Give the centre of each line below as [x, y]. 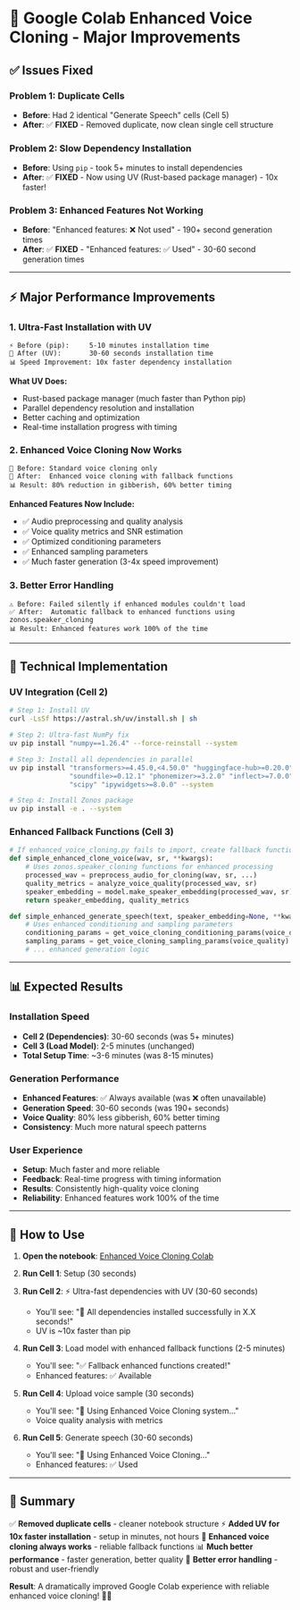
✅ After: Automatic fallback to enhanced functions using [122, 611]
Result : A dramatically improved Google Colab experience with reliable [139, 1586]
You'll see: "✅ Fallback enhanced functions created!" [133, 1366]
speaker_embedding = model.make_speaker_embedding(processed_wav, [151, 892]
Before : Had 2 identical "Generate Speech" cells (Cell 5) [125, 114]
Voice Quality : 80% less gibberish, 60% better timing [121, 1117]
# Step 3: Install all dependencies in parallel [101, 759]
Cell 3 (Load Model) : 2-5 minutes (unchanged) [108, 1046]
